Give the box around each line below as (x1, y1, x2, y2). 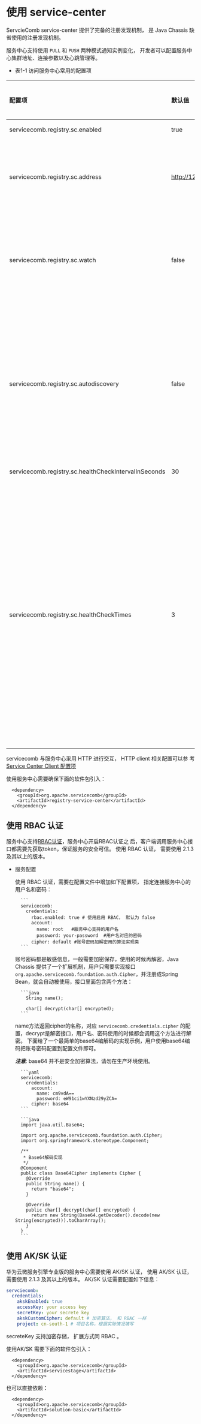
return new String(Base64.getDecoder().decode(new (31, 1212, 160, 1218)
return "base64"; (31, 1186, 75, 1192)
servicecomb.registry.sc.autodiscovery (9, 379, 120, 387)
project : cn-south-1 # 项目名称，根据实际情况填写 (17, 1321, 134, 1327)
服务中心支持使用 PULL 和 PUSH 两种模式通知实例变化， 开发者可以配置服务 (6, 46, 187, 54)
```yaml (20, 1069, 40, 1075)
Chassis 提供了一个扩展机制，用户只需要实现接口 (14, 963, 136, 970)
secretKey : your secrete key (17, 1310, 90, 1316)
